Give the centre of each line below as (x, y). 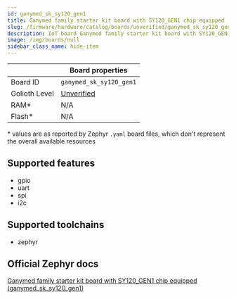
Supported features (51, 164)
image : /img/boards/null (44, 40)
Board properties (98, 70)
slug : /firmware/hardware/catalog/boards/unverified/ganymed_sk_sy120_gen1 (120, 27)
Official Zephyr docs (53, 264)
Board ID (25, 82)
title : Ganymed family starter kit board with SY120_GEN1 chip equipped (116, 20)
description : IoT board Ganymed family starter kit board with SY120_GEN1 (119, 33)
